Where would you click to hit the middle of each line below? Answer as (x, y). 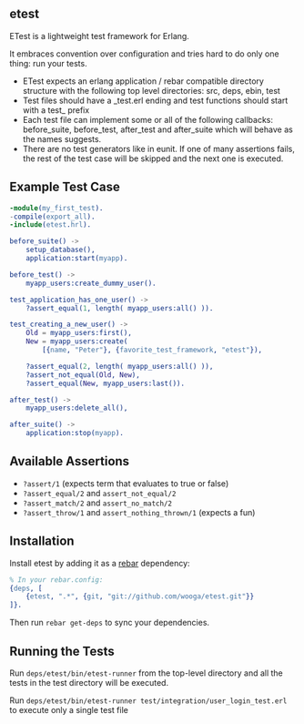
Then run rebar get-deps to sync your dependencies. (110, 623)
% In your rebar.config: (56, 580)
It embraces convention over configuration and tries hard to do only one (144, 54)
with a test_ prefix (56, 110)
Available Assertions (70, 461)
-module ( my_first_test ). (56, 208)
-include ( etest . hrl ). (51, 225)
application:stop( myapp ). (75, 433)
